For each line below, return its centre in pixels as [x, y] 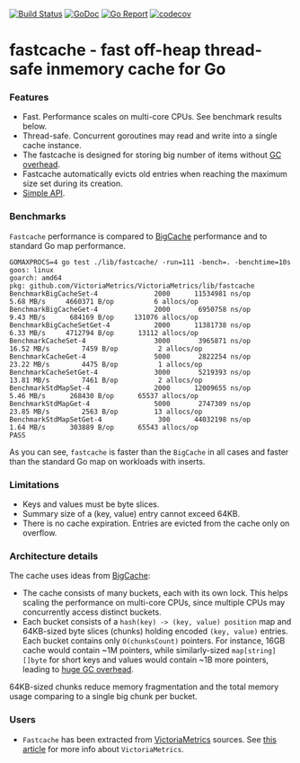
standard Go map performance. [68, 245]
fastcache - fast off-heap [105, 50]
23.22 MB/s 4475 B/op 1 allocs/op [106, 364]
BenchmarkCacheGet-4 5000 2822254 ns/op [130, 356]
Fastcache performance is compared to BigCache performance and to [138, 236]
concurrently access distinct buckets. [92, 612]
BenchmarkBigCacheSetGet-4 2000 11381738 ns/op [130, 325]
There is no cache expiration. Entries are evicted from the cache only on [156, 523]
